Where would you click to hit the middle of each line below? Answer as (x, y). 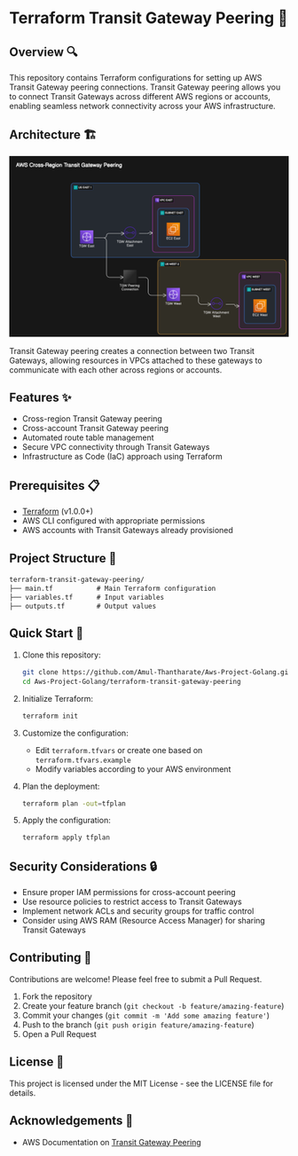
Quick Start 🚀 (47, 633)
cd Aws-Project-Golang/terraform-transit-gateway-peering (131, 681)
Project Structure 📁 (63, 558)
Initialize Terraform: (58, 698)
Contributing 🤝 (51, 958)
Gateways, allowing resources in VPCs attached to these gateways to (136, 360)
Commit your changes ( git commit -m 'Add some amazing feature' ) (146, 1015)
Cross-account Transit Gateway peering (95, 429)
